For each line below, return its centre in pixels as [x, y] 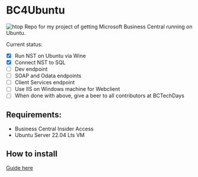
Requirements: [34, 115]
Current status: [25, 44]
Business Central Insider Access [54, 129]
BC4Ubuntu [35, 10]
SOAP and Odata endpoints [48, 76]
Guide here [20, 168]
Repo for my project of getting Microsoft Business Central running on [108, 27]
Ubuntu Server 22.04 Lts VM [49, 135]
